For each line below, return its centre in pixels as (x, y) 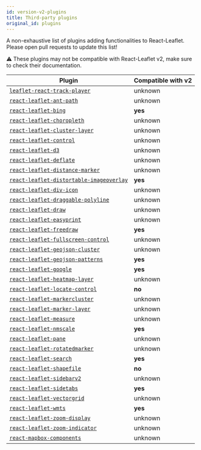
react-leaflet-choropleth (47, 121)
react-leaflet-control (42, 140)
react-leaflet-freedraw (44, 230)
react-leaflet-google (41, 270)
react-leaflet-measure (42, 319)
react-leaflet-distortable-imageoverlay (69, 180)
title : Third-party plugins (42, 18)
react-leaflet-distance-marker (55, 170)
